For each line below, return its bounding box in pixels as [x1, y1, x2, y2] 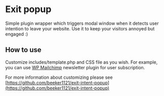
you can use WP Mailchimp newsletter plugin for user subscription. [5, 64, 145, 70]
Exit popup [5, 4, 52, 15]
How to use [5, 45, 42, 54]
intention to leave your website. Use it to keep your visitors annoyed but [5, 25, 155, 31]
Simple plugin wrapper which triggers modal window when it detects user [5, 20, 159, 26]
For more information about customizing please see [5, 74, 113, 80]
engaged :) [5, 31, 28, 37]
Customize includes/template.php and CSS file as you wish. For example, [5, 59, 158, 65]
